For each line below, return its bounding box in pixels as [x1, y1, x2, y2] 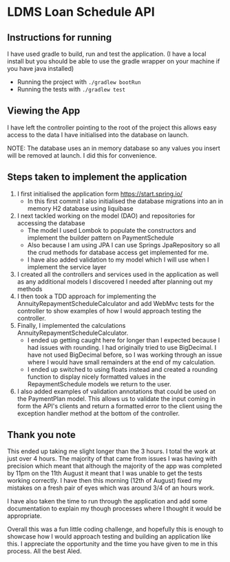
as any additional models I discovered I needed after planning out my [17, 277, 213, 286]
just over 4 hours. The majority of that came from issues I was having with [7, 455, 218, 463]
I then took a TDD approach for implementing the [17, 292, 156, 300]
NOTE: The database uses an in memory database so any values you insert [7, 144, 220, 152]
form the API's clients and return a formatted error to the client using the [17, 402, 222, 410]
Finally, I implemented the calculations [17, 321, 126, 329]
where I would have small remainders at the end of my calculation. [27, 357, 216, 366]
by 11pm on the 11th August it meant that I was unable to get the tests [7, 469, 202, 477]
